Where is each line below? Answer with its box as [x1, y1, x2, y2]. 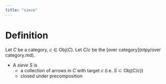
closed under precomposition [20, 73, 83, 79]
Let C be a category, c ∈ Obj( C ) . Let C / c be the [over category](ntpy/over [5, 47, 161, 53]
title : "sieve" [5, 7, 38, 13]
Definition [5, 29, 49, 41]
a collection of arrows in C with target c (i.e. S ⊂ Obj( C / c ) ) [20, 67, 143, 73]
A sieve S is [12, 62, 37, 68]
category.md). [5, 52, 35, 58]
